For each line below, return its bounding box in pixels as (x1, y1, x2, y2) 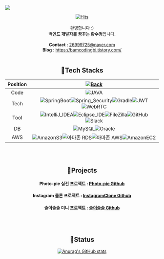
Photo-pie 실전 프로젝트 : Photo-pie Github (39, 181, 125, 187)
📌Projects (66, 166, 98, 175)
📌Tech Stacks (61, 66, 103, 75)
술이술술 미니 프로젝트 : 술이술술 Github (44, 205, 120, 211)
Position (7, 81, 27, 88)
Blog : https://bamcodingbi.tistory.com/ (42, 47, 122, 53)
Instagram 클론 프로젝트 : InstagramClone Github (32, 193, 132, 199)
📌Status (69, 235, 95, 244)
